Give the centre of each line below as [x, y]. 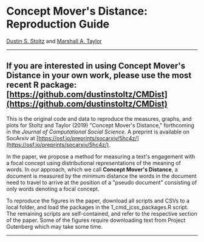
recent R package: [42, 85]
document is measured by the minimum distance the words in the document [101, 176]
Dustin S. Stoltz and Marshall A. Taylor [54, 41]
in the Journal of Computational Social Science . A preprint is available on [98, 132]
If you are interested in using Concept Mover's [96, 66]
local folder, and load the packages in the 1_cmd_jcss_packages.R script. [97, 207]
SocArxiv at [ [22, 138]
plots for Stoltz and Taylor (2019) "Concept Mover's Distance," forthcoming [100, 125]
